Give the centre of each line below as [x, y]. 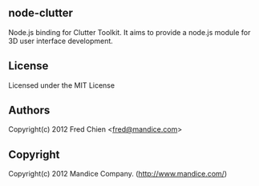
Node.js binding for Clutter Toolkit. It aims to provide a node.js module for [129, 32]
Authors [29, 111]
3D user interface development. [61, 41]
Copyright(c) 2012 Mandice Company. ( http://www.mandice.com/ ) [117, 174]
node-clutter [41, 13]
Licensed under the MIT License [61, 85]
